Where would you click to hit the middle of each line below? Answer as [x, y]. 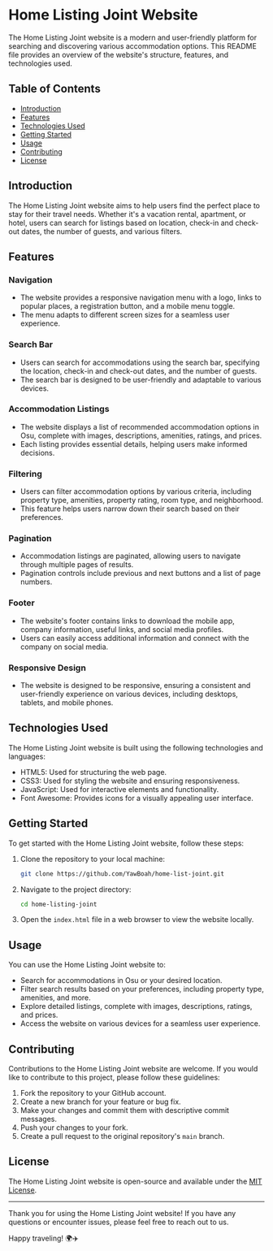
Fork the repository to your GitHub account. [93, 1093]
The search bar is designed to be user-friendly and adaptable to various [141, 379]
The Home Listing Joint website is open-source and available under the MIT [135, 1181]
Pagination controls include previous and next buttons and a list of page [141, 574]
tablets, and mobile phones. [67, 703]
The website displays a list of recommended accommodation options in [140, 426]
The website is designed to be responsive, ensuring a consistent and [135, 686]
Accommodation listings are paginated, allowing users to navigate [130, 556]
